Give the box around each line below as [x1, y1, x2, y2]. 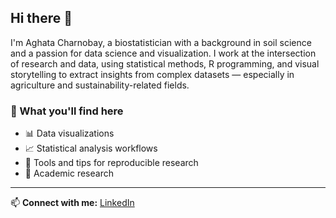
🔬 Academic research [24, 167, 114, 180]
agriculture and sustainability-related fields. [10, 79, 190, 91]
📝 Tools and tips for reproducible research [24, 157, 199, 169]
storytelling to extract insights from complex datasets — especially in [10, 68, 295, 80]
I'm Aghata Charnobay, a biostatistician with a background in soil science [10, 36, 312, 48]
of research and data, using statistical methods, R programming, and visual [10, 57, 320, 70]
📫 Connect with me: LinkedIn [10, 197, 135, 209]
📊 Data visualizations [24, 127, 115, 140]
